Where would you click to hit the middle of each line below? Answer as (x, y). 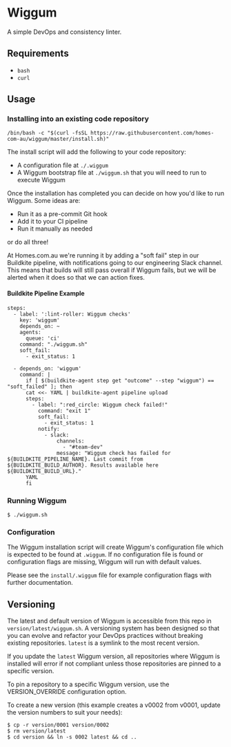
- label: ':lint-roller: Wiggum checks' (72, 314)
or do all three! (28, 242)
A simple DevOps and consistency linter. (64, 32)
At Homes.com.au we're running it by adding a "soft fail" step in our (103, 255)
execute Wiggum (41, 180)
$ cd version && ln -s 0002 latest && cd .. (72, 737)
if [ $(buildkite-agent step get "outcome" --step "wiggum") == (120, 380)
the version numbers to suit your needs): (65, 712)
